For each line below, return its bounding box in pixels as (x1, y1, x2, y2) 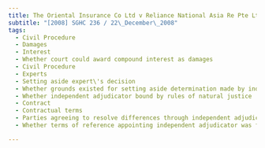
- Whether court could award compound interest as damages (15, 56, 214, 64)
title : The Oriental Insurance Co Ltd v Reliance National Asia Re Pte (8, 11, 248, 20)
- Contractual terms (15, 107, 83, 115)
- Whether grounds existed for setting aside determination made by (15, 84, 245, 93)
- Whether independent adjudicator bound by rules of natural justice (15, 92, 252, 100)
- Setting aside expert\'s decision (15, 77, 136, 85)
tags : (8, 26, 26, 34)
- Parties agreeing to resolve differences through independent (15, 114, 231, 122)
